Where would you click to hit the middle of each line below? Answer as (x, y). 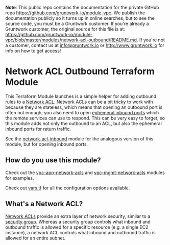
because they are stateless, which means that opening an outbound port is (84, 107)
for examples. (20, 178)
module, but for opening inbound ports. (47, 144)
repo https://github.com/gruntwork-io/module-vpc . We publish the (75, 13)
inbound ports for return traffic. (38, 129)
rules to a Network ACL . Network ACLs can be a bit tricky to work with (79, 102)
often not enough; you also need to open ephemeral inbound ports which (82, 112)
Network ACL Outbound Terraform (80, 71)
